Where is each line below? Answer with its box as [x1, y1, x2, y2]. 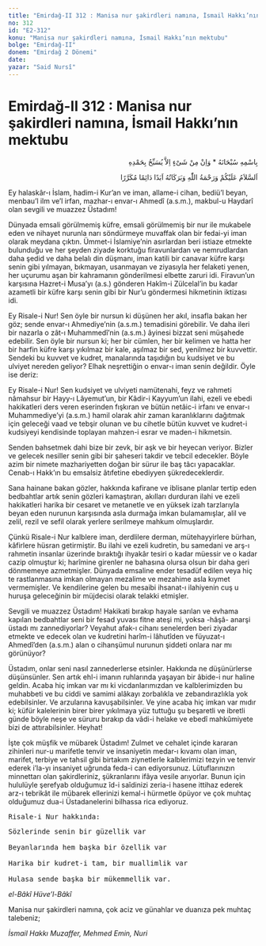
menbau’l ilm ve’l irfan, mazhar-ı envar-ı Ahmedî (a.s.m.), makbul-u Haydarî [8, 196, 253, 206]
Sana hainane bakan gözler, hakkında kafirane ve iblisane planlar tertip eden [8, 483, 257, 492]
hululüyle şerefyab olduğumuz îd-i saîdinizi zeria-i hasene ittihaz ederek [8, 780, 243, 789]
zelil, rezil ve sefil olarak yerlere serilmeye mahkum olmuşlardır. [8, 516, 215, 526]
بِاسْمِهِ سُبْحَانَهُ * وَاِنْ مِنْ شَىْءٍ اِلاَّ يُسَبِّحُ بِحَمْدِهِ [128, 157, 258, 166]
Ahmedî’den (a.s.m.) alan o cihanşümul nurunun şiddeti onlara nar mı [8, 640, 232, 649]
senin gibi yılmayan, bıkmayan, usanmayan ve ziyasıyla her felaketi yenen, [8, 262, 249, 272]
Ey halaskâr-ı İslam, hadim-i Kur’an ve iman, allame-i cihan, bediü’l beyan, [8, 188, 248, 197]
